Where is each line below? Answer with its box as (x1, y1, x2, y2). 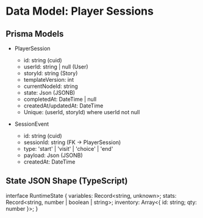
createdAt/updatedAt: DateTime (23, 102, 104, 109)
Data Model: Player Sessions (5, 4, 154, 18)
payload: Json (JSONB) (23, 151, 83, 159)
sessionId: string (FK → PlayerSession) (23, 139, 121, 146)
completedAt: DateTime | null (23, 96, 97, 103)
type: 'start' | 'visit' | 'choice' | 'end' (23, 145, 113, 152)
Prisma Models (5, 29, 64, 39)
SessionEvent (14, 120, 49, 128)
